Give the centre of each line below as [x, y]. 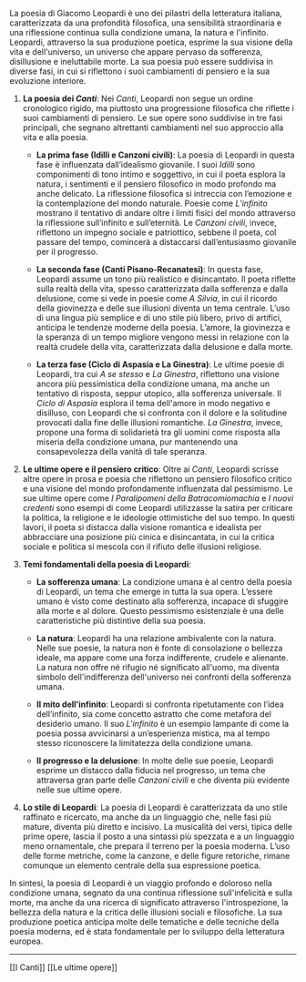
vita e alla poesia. [55, 137]
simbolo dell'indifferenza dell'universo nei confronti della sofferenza [163, 677]
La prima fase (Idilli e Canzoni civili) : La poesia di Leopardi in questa [165, 155]
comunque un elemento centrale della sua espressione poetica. [142, 865]
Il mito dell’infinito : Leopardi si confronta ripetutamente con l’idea [160, 704]
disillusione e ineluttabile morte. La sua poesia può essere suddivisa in [141, 61]
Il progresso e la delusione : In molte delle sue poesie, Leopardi [155, 761]
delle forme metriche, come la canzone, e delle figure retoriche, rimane [156, 856]
